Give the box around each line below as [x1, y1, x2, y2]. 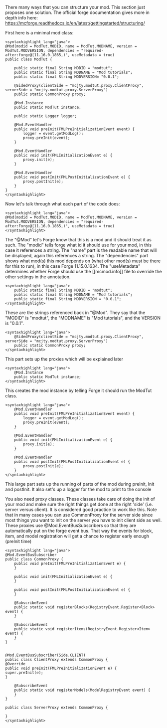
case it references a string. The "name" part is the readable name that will [5, 247, 157, 253]
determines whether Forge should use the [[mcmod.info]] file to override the [5, 269, 162, 274]
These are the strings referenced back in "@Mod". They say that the [5, 310, 146, 316]
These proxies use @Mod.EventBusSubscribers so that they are [5, 523, 136, 528]
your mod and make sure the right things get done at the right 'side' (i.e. [5, 501, 153, 507]
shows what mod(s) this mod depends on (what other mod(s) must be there [5, 258, 161, 264]
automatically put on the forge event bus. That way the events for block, [5, 528, 153, 534]
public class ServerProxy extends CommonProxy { [5, 705, 108, 710]
